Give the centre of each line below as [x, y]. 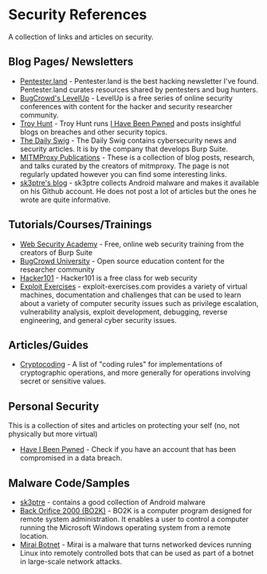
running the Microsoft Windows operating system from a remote [125, 527]
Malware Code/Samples [69, 483]
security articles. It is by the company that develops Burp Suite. [124, 148]
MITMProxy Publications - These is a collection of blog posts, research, [137, 157]
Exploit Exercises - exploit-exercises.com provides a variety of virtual [133, 286]
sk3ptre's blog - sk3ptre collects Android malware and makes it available [139, 183]
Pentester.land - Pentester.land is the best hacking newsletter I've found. [139, 81]
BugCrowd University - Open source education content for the [122, 261]
